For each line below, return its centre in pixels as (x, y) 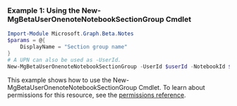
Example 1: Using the (44, 11)
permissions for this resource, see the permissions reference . (97, 95)
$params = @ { (26, 41)
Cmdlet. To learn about (172, 87)
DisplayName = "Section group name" (74, 47)
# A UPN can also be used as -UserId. (64, 60)
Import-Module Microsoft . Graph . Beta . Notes (71, 34)
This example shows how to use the (59, 80)
